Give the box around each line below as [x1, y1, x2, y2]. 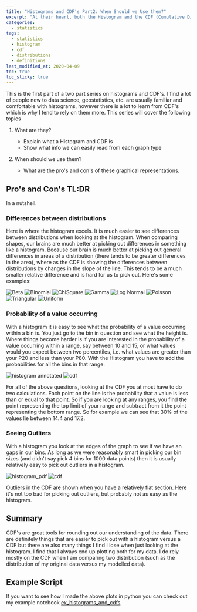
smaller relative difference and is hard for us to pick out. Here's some [6, 271, 173, 278]
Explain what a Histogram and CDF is [23, 138, 113, 145]
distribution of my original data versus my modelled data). [6, 560, 145, 567]
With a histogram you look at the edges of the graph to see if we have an [6, 442, 182, 449]
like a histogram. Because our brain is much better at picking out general [6, 246, 182, 253]
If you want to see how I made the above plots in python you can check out [6, 593, 188, 600]
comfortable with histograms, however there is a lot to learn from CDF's [6, 103, 179, 110]
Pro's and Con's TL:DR [6, 184, 90, 194]
